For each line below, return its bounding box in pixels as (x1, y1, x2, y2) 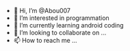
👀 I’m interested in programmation (13, 14, 109, 22)
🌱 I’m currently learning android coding (13, 21, 125, 29)
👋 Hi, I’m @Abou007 (13, 7, 70, 14)
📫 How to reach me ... (13, 37, 77, 44)
